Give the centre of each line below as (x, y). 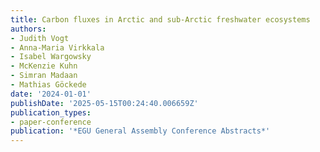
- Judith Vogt (40, 38)
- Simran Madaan (44, 76)
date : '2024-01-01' (51, 94)
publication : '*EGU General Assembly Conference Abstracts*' (140, 131)
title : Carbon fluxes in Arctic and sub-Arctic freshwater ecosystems (160, 19)
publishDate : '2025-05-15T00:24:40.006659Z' (104, 103)
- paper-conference (51, 122)
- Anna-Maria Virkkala (57, 47)
